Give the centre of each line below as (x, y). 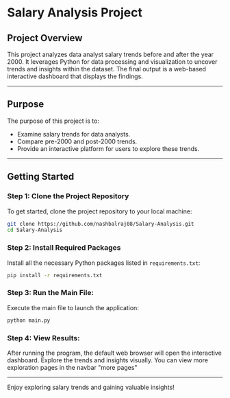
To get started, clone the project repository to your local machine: (100, 211)
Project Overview (45, 38)
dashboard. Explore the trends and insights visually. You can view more (108, 360)
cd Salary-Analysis (35, 230)
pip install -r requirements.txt (55, 275)
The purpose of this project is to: (53, 121)
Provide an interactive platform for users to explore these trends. (108, 148)
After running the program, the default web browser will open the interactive (115, 353)
